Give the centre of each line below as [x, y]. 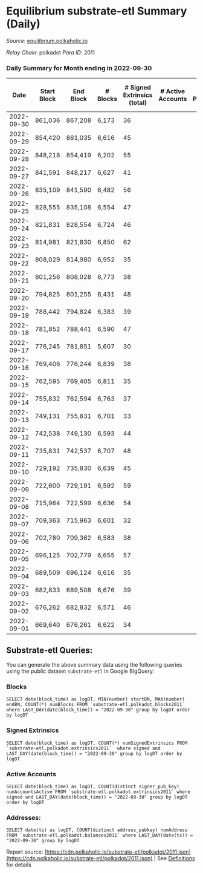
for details [19, 865]
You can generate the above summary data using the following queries [94, 665]
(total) [138, 103]
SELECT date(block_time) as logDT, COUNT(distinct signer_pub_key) [93, 786]
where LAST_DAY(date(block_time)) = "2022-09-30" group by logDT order [98, 710]
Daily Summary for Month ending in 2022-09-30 [79, 68]
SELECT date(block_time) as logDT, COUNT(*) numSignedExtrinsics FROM [97, 743]
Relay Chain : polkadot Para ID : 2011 [51, 52]
